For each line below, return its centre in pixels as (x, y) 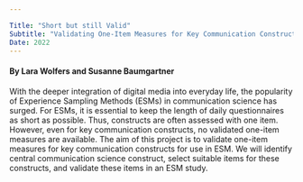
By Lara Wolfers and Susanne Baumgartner (92, 71)
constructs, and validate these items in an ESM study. (109, 168)
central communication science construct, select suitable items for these (144, 158)
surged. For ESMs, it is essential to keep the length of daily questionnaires (147, 110)
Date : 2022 (30, 42)
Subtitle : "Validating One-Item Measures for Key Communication (133, 34)
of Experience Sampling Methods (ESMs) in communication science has (143, 101)
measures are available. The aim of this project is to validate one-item (139, 139)
